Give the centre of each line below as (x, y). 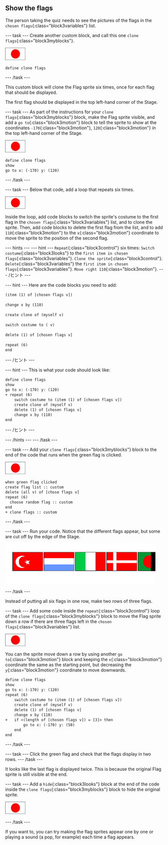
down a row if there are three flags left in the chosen (58, 621)
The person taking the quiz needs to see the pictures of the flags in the (78, 20)
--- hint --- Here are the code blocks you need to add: (61, 285)
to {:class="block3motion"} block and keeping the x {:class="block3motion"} (84, 659)
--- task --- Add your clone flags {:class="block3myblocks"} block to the (81, 449)
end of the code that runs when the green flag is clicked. (64, 455)
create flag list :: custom (35, 487)
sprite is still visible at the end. (36, 774)
